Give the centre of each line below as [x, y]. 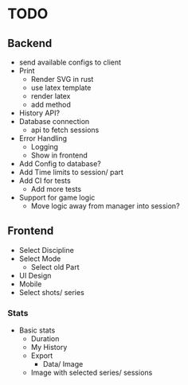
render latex [51, 96]
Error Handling [43, 138]
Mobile [30, 284]
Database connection [54, 121]
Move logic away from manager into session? [105, 206]
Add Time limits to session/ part [71, 172]
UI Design [35, 275]
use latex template [61, 87]
